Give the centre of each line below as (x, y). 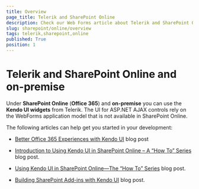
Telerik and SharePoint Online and (92, 74)
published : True (26, 39)
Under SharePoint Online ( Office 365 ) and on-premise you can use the (94, 103)
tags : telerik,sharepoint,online (47, 34)
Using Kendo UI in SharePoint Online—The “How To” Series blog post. (100, 168)
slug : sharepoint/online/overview (49, 28)
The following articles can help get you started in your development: (89, 127)
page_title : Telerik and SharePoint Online (61, 17)
